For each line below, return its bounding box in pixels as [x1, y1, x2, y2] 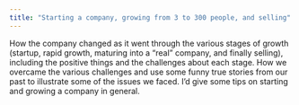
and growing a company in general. [9, 85, 141, 96]
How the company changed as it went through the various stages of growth [9, 38, 289, 48]
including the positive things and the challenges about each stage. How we [9, 57, 287, 67]
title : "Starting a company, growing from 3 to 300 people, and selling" [9, 13, 292, 22]
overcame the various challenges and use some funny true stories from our [9, 66, 288, 77]
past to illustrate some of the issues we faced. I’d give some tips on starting [9, 75, 289, 86]
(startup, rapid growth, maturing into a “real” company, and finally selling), [9, 47, 284, 58]
